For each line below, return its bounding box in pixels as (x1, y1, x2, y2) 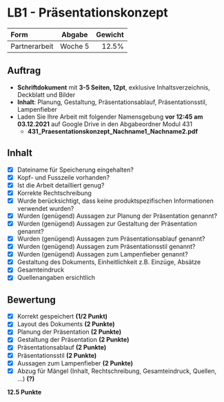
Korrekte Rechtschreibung (17, 188, 92, 197)
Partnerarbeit (10, 41, 54, 51)
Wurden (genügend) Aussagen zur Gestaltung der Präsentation (17, 219, 198, 228)
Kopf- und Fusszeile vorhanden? (17, 173, 110, 181)
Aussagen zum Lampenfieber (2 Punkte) (17, 359, 133, 367)
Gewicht (96, 30, 124, 39)
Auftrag (7, 65, 41, 77)
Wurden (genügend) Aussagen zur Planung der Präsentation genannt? (17, 212, 218, 220)
